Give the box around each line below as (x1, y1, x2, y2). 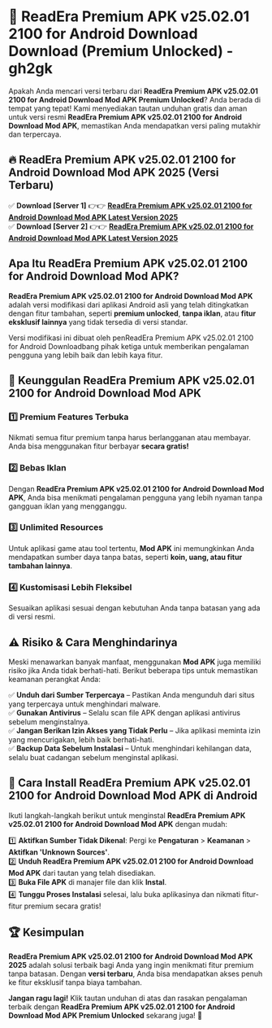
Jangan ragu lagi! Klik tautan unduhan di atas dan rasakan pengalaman (8, 993, 248, 1003)
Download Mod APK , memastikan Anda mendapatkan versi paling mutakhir (8, 120, 261, 130)
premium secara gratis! (24, 901, 101, 911)
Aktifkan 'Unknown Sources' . (8, 846, 110, 857)
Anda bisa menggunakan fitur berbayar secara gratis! (8, 441, 189, 451)
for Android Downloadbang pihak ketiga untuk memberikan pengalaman (8, 341, 249, 351)
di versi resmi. (8, 612, 55, 622)
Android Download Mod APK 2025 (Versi (8, 166, 219, 180)
